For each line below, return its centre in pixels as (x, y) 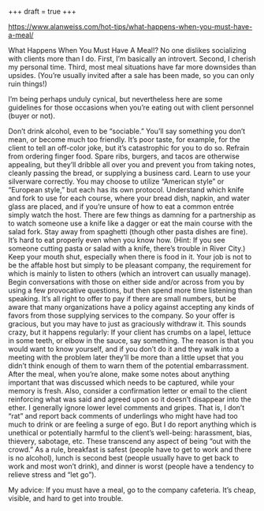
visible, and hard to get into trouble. (66, 498)
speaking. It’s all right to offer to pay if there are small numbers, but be (122, 298)
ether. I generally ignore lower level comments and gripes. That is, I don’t (126, 408)
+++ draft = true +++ (42, 11)
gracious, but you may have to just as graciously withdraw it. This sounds (127, 324)
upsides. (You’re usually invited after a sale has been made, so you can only (131, 75)
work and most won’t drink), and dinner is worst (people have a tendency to (131, 466)
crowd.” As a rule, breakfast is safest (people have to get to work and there (130, 449)
